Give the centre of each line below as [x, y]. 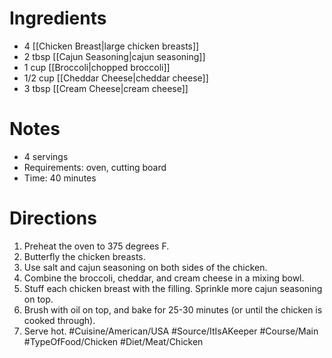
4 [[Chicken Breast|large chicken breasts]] [111, 46]
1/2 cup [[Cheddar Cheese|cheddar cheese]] [116, 78]
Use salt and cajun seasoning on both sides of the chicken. [145, 267]
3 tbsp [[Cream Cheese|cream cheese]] [106, 88]
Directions [53, 218]
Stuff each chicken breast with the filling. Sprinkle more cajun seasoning [173, 288]
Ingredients [58, 18]
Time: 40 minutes [60, 178]
